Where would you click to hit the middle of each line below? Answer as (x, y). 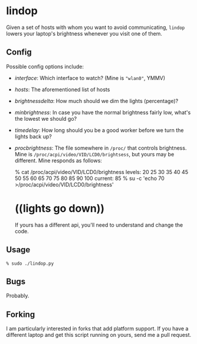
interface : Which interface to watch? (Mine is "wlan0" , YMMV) (90, 78)
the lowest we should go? (46, 118)
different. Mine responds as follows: (58, 160)
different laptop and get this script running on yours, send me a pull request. (99, 335)
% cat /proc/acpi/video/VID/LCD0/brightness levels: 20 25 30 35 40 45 (101, 172)
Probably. (18, 296)
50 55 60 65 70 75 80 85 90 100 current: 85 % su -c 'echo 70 (90, 178)
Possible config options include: (45, 66)
